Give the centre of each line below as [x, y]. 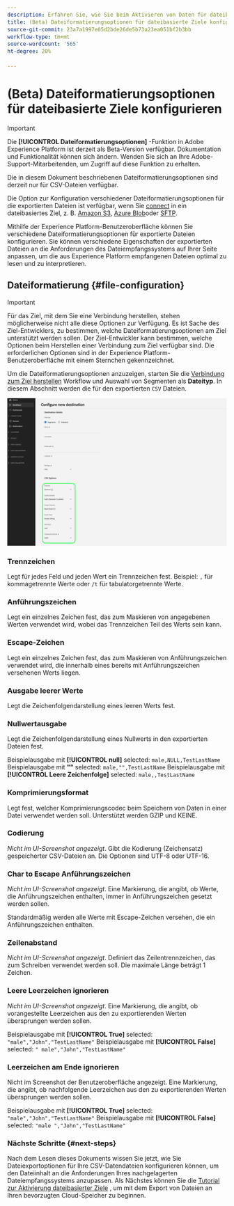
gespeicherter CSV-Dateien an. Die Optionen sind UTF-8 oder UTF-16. [108, 856]
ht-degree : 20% [29, 52]
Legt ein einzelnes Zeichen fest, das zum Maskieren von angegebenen [109, 617]
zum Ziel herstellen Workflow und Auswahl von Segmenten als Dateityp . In [115, 381]
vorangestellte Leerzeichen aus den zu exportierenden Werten [97, 1013]
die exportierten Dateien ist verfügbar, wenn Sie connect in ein [97, 205]
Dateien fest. [25, 746]
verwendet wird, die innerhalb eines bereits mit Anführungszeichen [103, 665]
